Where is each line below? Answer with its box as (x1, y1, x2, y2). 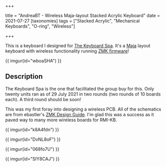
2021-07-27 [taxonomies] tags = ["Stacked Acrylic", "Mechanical (5, 18, 140, 24)
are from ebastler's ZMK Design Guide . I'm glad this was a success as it (5, 111, 154, 117)
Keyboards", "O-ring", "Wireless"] (5, 23, 75, 29)
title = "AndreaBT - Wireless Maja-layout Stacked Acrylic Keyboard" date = (5, 13, 160, 18)
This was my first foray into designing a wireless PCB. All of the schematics (5, 106, 161, 112)
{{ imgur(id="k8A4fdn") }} (5, 126, 59, 132)
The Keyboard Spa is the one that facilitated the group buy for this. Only (5, 86, 154, 92)
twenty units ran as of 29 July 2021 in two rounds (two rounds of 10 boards (5, 91, 161, 97)
